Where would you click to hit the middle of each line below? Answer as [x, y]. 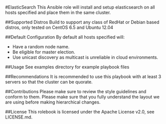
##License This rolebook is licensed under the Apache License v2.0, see [80, 112]
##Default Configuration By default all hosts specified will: [65, 37]
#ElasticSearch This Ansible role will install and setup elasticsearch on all [80, 7]
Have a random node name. [41, 47]
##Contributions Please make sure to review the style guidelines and [76, 91]
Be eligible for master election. [44, 52]
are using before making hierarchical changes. [53, 102]
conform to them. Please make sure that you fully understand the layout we [82, 97]
